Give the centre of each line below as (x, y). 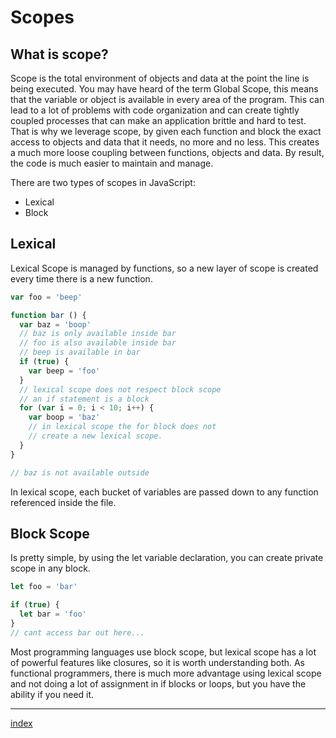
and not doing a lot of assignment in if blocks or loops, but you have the (158, 683)
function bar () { (48, 315)
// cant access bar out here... (77, 632)
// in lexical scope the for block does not (122, 427)
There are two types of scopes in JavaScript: (103, 182)
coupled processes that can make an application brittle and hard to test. (158, 120)
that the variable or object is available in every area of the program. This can (167, 99)
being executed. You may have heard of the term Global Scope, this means (164, 89)
